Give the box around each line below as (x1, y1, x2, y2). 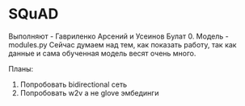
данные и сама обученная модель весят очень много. (8, 48, 196, 58)
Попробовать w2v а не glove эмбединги (19, 88, 159, 97)
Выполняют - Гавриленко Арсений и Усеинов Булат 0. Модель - (8, 31, 229, 41)
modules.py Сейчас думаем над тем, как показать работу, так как (8, 39, 237, 49)
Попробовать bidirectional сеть (19, 79, 128, 89)
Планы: (8, 63, 34, 73)
